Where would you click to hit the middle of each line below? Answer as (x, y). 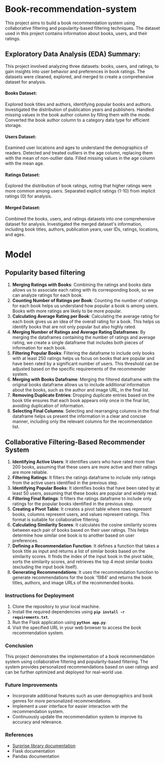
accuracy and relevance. (37, 722)
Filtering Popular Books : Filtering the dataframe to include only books (83, 353)
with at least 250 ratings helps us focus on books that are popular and (83, 358)
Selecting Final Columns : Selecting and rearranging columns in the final (85, 411)
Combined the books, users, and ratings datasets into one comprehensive (80, 218)
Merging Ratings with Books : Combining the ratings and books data (82, 284)
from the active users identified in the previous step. (65, 483)
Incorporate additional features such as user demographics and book (82, 696)
